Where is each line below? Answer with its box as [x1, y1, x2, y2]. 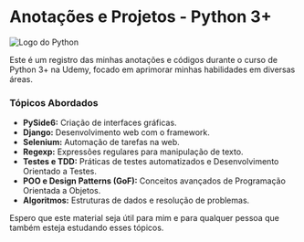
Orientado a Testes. [22, 166, 98, 177]
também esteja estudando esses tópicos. [9, 222, 164, 234]
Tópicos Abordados [9, 96, 99, 109]
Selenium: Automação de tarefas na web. [22, 137, 180, 148]
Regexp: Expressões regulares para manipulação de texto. [22, 146, 244, 157]
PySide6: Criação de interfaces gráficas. [22, 117, 177, 129]
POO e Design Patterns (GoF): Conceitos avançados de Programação [22, 175, 286, 186]
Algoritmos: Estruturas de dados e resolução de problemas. [22, 195, 250, 206]
